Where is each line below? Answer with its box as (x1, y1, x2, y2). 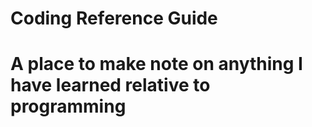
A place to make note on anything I (10, 53, 303, 76)
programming (10, 95, 127, 118)
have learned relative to (10, 74, 211, 97)
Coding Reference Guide (10, 7, 218, 30)
